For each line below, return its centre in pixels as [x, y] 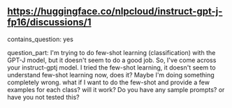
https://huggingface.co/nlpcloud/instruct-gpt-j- [115, 11]
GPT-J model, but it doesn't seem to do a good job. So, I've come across [112, 60]
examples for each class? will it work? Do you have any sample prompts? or [116, 89]
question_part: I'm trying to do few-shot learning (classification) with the [111, 52]
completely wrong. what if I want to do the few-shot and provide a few [108, 82]
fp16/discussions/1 [49, 23]
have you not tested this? [43, 97]
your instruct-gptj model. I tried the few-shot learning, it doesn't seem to [111, 67]
